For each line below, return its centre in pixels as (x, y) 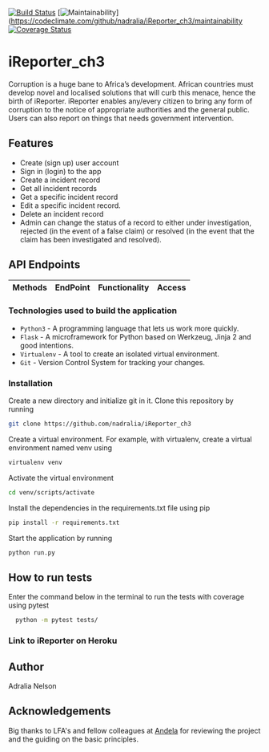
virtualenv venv (35, 463)
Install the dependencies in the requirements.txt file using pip (109, 508)
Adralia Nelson (33, 685)
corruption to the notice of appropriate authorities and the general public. (129, 109)
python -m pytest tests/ (57, 620)
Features (31, 143)
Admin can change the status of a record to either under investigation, (136, 222)
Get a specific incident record (69, 197)
